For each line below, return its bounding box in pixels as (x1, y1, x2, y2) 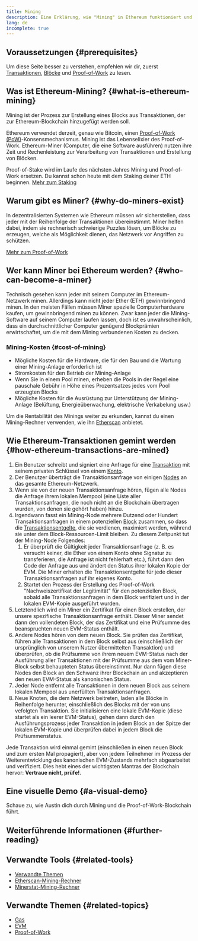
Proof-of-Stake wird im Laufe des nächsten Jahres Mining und (6, 166, 159, 173)
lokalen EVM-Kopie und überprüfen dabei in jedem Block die (14, 725, 163, 733)
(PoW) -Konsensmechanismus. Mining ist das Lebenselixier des (6, 135, 160, 142)
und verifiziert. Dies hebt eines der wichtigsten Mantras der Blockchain (6, 762, 180, 769)
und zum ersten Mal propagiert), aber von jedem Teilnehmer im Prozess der (6, 750, 191, 757)
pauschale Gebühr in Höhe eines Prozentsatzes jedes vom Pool (14, 382, 170, 389)
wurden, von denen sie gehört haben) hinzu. (14, 505, 123, 512)
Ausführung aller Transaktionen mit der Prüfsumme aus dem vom (14, 657, 175, 664)
